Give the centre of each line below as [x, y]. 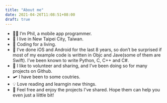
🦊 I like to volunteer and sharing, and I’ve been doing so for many [80, 66]
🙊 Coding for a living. [34, 44]
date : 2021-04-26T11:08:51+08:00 [40, 15]
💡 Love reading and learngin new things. [54, 84]
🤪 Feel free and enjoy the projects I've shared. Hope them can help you [86, 90]
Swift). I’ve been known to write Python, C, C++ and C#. [71, 61]
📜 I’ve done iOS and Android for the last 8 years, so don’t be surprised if [87, 50]
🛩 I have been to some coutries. [46, 77]
